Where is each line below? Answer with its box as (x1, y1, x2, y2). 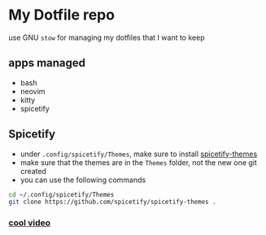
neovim (20, 86, 46, 96)
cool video (8, 217, 51, 228)
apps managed (8, 56, 86, 70)
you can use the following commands (20, 175, 146, 185)
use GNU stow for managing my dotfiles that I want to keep (8, 33, 205, 42)
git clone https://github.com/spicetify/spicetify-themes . (8, 198, 217, 207)
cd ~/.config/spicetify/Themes (8, 190, 115, 198)
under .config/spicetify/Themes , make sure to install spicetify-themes (20, 149, 258, 159)
